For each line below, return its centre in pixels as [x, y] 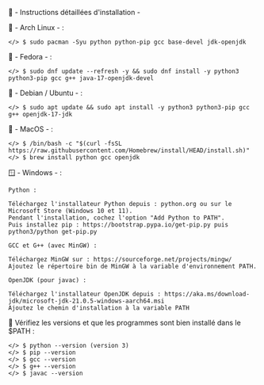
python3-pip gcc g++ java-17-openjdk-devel [81, 78]
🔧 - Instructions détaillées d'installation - [75, 12]
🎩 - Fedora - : [30, 57]
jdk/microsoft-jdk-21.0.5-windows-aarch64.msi [86, 301]
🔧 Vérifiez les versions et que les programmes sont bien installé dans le [125, 322]
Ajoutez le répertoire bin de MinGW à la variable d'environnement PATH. [133, 266]
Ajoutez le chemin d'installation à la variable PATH [99, 308]
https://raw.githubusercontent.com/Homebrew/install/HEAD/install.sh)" [129, 151]
